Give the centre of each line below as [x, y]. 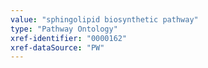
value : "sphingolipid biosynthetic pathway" [104, 19]
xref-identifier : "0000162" [69, 38]
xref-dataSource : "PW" [57, 47]
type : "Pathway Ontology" [64, 29]
